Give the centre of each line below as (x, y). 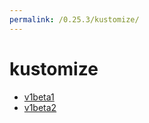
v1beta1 (39, 97)
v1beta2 (40, 107)
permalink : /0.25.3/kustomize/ (74, 19)
